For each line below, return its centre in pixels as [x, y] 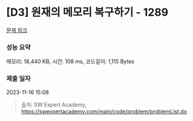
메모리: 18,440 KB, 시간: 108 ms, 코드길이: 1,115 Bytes [70, 61]
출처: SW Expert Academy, [54, 104]
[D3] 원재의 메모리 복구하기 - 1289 [87, 12]
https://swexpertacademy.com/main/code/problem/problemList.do [104, 111]
